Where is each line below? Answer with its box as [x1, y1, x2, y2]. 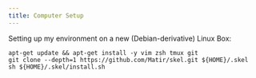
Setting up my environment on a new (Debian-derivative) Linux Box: [8, 33, 232, 43]
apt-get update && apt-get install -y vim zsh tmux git [8, 49, 198, 57]
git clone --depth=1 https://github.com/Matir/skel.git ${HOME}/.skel [8, 56, 249, 64]
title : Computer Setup [8, 11, 84, 20]
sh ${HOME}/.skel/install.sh [8, 63, 106, 71]
